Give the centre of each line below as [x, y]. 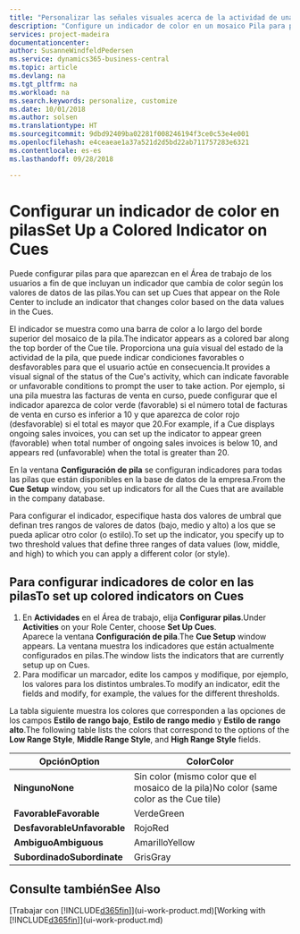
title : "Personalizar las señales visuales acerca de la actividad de [143, 17]
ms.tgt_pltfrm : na [43, 84]
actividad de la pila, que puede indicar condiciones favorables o [127, 358]
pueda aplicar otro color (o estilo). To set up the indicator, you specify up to [146, 535]
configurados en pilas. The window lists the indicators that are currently [153, 656]
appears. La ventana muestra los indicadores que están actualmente [148, 646]
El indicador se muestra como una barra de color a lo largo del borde [136, 329]
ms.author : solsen [43, 117]
